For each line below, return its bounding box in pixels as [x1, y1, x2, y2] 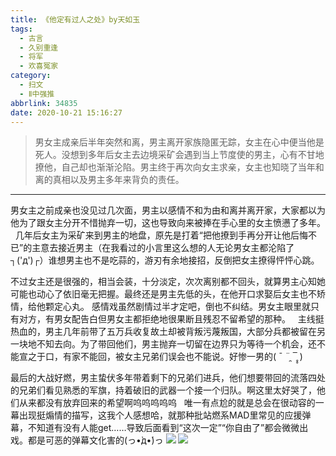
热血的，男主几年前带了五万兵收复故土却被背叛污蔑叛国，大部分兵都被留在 [10, 326, 317, 338]
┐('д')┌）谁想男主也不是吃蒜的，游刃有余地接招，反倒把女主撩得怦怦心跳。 [10, 254, 320, 266]
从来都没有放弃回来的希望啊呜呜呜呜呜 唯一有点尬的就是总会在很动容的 [18, 397, 316, 409]
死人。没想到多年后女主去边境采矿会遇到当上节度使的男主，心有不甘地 [34, 149, 325, 161]
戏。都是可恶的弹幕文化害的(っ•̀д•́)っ [10, 434, 164, 446]
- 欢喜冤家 [19, 61, 59, 71]
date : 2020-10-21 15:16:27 [10, 107, 123, 118]
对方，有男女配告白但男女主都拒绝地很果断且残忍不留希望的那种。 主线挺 [18, 313, 325, 325]
